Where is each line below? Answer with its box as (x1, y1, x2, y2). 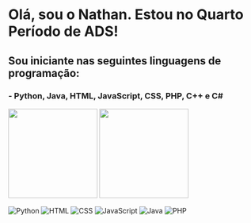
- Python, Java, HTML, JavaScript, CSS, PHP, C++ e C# (8, 90, 223, 101)
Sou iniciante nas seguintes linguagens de (8, 54, 222, 67)
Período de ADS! (8, 22, 119, 40)
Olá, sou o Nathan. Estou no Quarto (8, 6, 244, 24)
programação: (8, 66, 80, 80)
